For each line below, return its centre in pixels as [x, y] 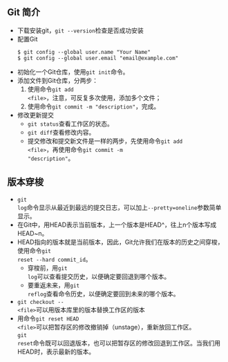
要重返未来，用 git [54, 285]
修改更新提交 [35, 115]
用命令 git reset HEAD [48, 318]
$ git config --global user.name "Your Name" [84, 52]
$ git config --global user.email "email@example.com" [98, 58]
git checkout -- [40, 302]
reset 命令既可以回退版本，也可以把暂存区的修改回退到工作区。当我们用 [119, 343]
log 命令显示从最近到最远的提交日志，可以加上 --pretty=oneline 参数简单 [119, 207]
